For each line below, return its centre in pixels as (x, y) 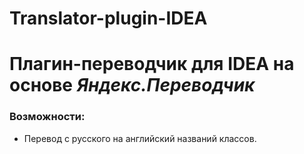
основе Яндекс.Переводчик (132, 85)
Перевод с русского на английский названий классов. (140, 138)
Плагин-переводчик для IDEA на (152, 64)
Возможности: (47, 117)
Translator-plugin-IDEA (108, 18)
